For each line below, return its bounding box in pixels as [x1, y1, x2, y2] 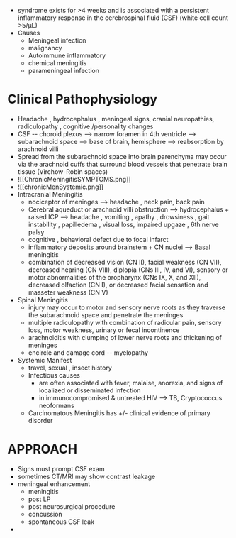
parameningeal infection [28, 67, 99, 75]
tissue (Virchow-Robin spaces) [17, 167, 108, 176]
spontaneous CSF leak [28, 517, 94, 526]
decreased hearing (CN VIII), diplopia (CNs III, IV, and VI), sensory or [28, 265, 228, 274]
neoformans [38, 401, 74, 410]
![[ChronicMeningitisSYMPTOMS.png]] [17, 175, 131, 183]
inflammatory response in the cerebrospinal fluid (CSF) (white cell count [17, 13, 229, 22]
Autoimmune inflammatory [28, 51, 106, 60]
